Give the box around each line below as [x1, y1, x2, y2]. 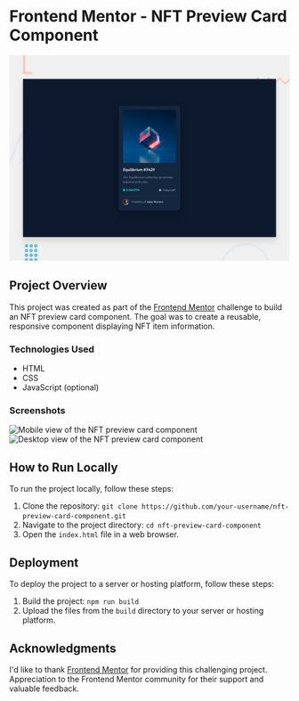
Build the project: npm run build [21, 596, 140, 607]
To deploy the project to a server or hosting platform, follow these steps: [9, 579, 274, 590]
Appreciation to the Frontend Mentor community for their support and [9, 673, 264, 684]
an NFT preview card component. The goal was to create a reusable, [9, 311, 261, 322]
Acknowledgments [9, 640, 117, 656]
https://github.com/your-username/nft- [141, 502, 289, 511]
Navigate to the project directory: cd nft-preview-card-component [21, 519, 262, 531]
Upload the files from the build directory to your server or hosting [21, 606, 264, 616]
